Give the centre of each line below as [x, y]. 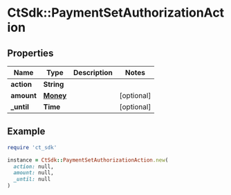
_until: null [32, 179]
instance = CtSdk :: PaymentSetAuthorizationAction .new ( [88, 160]
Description [93, 73]
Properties [30, 53]
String [54, 84]
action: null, [34, 167]
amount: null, [34, 173]
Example [26, 132]
